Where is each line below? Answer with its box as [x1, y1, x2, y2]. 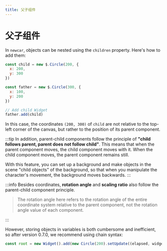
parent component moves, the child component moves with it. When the [5, 147, 153, 153]
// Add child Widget [5, 107, 48, 112]
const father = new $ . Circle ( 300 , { [5, 85, 81, 90]
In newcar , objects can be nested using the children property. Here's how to [5, 47, 161, 53]
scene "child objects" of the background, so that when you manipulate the [5, 167, 158, 173]
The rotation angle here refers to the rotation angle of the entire [17, 197, 148, 203]
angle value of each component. [17, 207, 84, 213]
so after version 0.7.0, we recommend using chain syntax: [5, 232, 123, 238]
